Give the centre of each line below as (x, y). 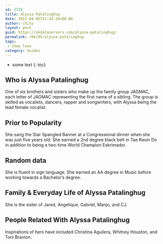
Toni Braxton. (19, 237)
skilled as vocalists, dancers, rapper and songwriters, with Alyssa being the (81, 102)
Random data (26, 160)
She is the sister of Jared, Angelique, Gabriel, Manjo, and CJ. (66, 204)
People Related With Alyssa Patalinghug (68, 220)
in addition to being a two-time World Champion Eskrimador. (66, 145)
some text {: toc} (29, 65)
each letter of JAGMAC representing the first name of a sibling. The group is (82, 97)
